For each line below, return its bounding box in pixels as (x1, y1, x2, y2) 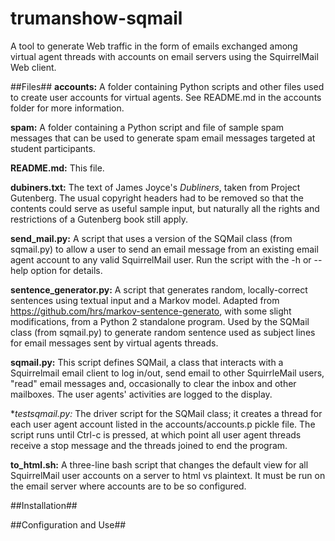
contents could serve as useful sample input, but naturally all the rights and (10, 202, 320, 214)
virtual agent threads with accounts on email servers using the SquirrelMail (10, 50, 319, 62)
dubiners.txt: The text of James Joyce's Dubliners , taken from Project (10, 181, 301, 193)
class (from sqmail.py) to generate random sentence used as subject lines (10, 326, 316, 338)
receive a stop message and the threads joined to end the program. (10, 439, 288, 451)
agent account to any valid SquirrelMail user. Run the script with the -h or (10, 253, 312, 266)
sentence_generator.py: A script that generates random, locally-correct (10, 283, 308, 296)
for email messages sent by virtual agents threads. (10, 337, 219, 349)
